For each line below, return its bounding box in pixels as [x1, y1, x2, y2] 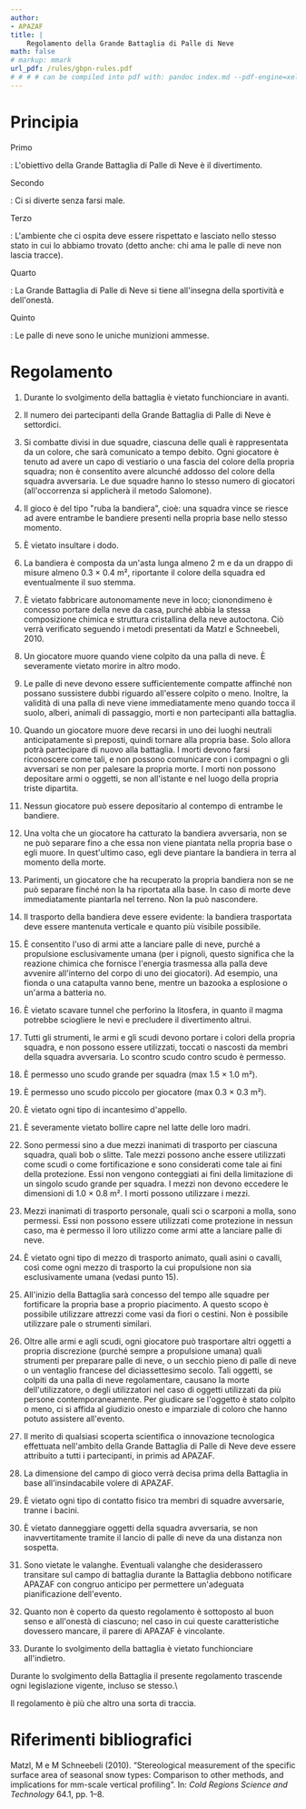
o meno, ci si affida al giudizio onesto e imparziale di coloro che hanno [23, 1403, 288, 1414]
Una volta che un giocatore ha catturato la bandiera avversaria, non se [23, 828, 288, 838]
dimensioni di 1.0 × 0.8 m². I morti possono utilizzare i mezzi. [23, 1187, 251, 1198]
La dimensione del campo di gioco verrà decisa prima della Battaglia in [23, 1468, 289, 1479]
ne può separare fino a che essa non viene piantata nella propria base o [23, 837, 293, 848]
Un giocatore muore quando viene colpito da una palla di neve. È [23, 650, 266, 661]
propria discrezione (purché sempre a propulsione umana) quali [23, 1345, 262, 1357]
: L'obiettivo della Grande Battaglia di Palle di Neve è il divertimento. [10, 159, 262, 170]
